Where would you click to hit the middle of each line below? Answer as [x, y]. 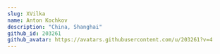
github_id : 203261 [34, 33]
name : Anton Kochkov [38, 20]
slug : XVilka [26, 14]
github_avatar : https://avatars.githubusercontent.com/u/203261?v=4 [110, 40]
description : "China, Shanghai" [55, 27]
